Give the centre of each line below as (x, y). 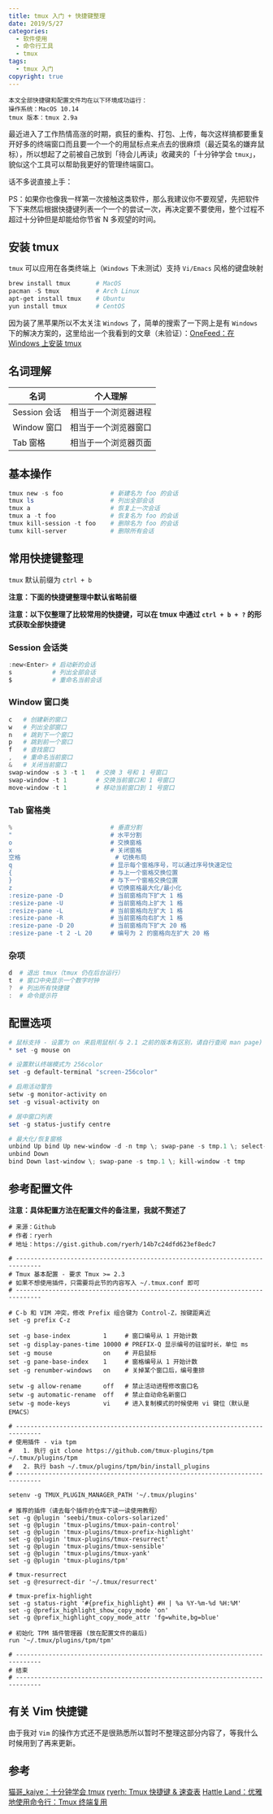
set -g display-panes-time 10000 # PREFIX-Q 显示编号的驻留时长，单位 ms (128, 1344)
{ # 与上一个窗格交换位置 (93, 873)
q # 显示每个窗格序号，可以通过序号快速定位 (121, 866)
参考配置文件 (41, 1189)
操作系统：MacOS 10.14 (44, 109)
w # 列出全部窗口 (38, 727)
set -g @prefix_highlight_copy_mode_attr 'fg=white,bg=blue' (114, 1617)
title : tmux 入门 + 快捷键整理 (57, 16)
